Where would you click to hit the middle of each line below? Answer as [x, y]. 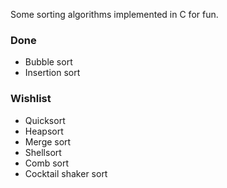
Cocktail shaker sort [66, 173]
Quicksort [45, 120]
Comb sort [47, 163]
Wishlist [31, 99]
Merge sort [48, 141]
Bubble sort [48, 62]
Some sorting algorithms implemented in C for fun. [114, 14]
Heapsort [44, 131]
